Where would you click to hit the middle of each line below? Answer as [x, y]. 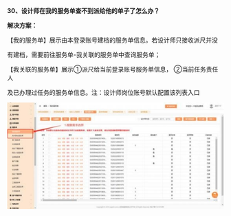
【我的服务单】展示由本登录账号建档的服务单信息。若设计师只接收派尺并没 [112, 40]
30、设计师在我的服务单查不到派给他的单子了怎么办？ [84, 11]
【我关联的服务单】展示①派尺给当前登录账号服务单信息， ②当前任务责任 [113, 69]
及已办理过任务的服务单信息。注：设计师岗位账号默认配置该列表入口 [103, 93]
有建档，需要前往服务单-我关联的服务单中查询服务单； [84, 55]
